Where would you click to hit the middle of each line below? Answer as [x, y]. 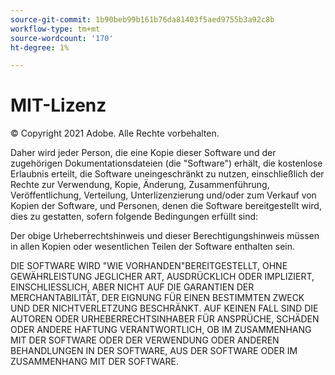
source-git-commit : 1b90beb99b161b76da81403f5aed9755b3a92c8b [142, 19]
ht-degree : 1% [40, 47]
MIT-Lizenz [58, 105]
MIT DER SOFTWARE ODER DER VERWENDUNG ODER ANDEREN [145, 340]
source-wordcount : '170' [62, 38]
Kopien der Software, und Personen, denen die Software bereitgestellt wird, [166, 206]
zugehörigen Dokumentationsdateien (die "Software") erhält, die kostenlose [166, 163]
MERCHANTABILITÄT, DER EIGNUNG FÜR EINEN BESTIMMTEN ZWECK [157, 298]
